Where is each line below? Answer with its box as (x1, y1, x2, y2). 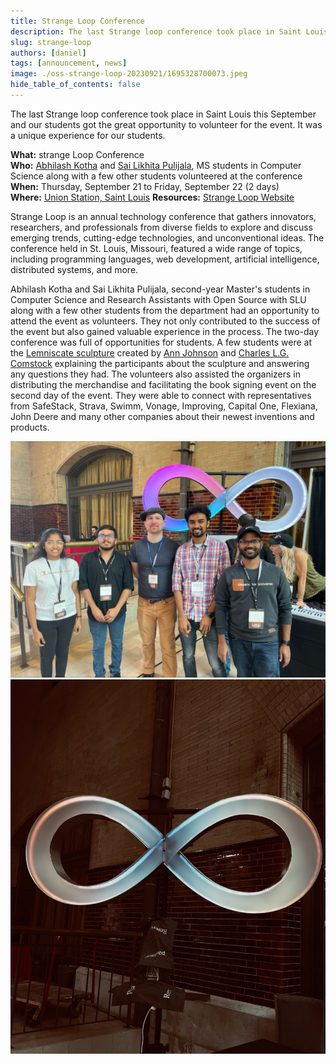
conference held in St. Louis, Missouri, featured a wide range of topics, (10, 242, 303, 254)
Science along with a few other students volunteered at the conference (10, 170, 303, 182)
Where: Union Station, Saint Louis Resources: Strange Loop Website (10, 191, 295, 203)
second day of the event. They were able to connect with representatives (10, 389, 312, 401)
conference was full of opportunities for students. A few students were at (10, 336, 312, 348)
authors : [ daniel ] (10, 48, 87, 58)
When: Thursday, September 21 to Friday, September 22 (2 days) (10, 180, 280, 192)
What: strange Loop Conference (10, 148, 145, 160)
